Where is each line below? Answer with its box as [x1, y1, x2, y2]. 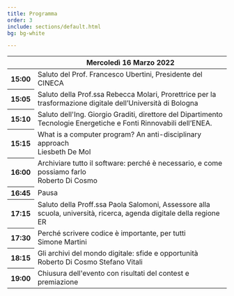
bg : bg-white [7, 29, 45, 37]
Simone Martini [37, 237, 87, 247]
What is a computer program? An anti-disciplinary [37, 130, 202, 139]
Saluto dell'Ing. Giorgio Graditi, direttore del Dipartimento [37, 109, 223, 119]
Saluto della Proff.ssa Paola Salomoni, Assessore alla [37, 200, 210, 210]
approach [37, 139, 70, 148]
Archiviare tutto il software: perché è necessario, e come [37, 158, 223, 168]
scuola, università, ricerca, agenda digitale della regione [37, 208, 221, 218]
